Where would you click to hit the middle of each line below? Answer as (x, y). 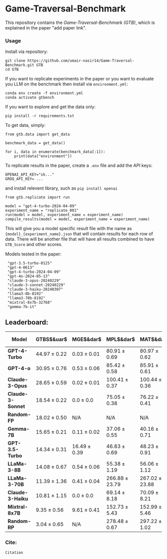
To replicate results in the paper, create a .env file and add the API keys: (79, 166)
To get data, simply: (25, 125)
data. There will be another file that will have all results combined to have (80, 239)
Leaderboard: (27, 322)
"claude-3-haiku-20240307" (35, 289)
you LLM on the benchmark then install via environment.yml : (67, 84)
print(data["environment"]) (43, 156)
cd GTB (12, 70)
